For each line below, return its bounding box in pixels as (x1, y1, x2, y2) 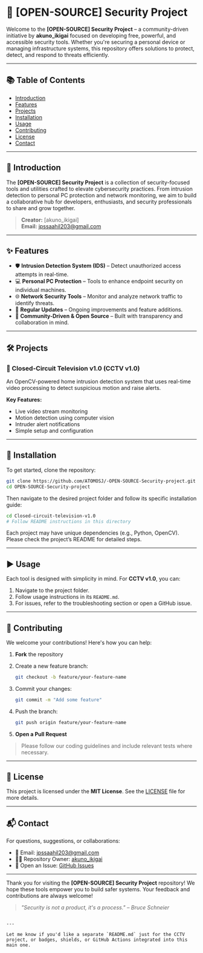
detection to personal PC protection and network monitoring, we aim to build (6, 191, 197, 199)
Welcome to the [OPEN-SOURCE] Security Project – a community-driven (6, 25, 189, 33)
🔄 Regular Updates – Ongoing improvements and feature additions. (14, 306, 183, 314)
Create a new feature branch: (14, 662, 89, 670)
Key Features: (6, 396, 42, 403)
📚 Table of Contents (6, 75, 86, 85)
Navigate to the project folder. (14, 587, 89, 594)
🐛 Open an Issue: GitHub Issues (14, 862, 94, 869)
